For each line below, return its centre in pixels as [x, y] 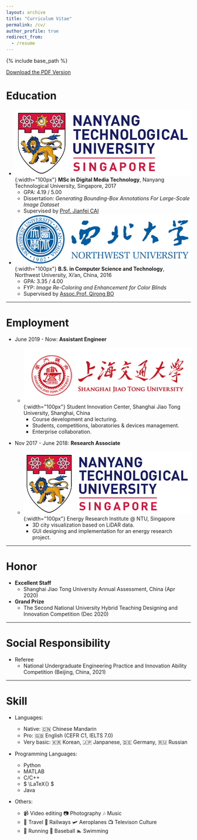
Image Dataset [41, 205]
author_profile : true [33, 31]
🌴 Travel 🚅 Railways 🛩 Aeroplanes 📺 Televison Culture [90, 822]
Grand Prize [29, 602]
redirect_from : [25, 37]
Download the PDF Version [39, 72]
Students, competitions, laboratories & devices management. [106, 425]
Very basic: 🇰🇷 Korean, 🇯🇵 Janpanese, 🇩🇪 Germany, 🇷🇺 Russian [105, 742]
